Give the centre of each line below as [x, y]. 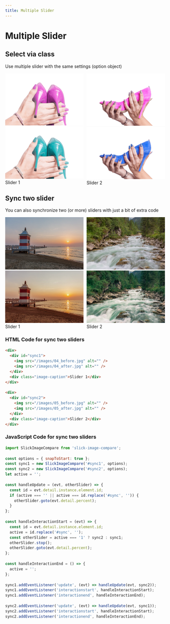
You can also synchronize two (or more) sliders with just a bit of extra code [82, 210]
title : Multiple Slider [30, 10]
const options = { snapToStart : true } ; [48, 459]
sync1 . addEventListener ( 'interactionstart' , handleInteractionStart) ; [80, 590]
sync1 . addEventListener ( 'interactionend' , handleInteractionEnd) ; [75, 596]
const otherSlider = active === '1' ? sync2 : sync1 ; [66, 537]
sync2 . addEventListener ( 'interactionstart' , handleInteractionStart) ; [80, 611]
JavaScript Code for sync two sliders [51, 437]
